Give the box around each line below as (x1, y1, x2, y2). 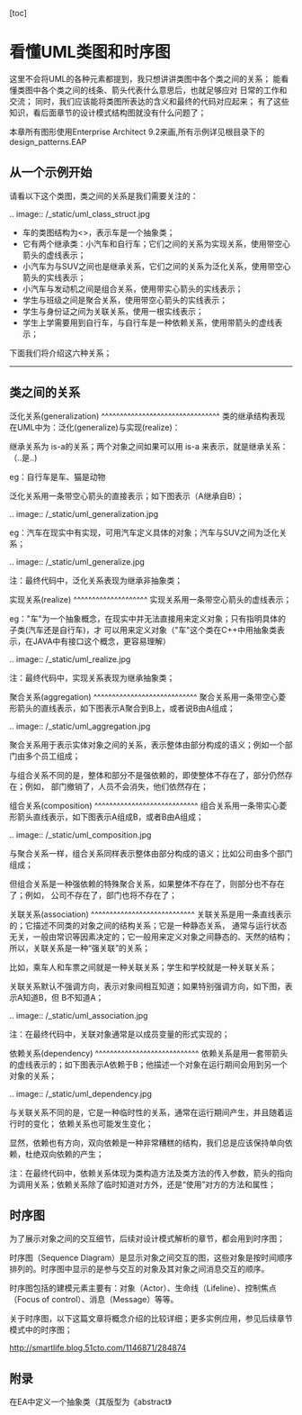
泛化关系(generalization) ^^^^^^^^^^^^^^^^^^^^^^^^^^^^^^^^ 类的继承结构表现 (9, 410, 286, 422)
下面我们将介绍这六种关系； (9, 347, 112, 358)
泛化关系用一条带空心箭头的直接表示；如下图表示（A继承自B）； (9, 490, 244, 501)
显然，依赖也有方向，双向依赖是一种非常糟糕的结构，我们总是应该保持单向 (9, 1137, 285, 1147)
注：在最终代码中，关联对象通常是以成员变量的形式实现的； (9, 1029, 230, 1039)
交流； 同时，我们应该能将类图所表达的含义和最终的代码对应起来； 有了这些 (9, 95, 289, 106)
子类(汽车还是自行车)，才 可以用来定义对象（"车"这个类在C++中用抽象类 (9, 624, 277, 635)
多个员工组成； (24, 750, 81, 761)
